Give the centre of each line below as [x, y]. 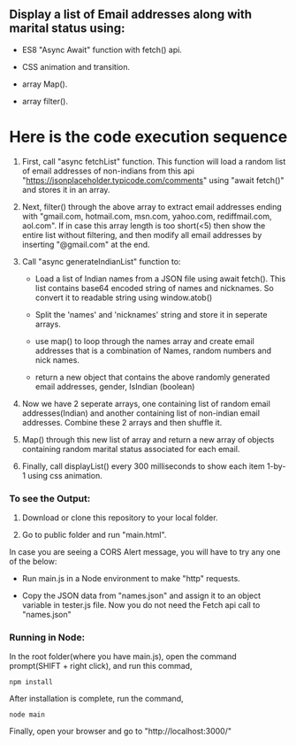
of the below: [33, 562]
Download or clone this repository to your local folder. [120, 518]
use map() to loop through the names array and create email [144, 341]
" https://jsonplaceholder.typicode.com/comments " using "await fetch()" [153, 180]
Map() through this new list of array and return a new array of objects [148, 439]
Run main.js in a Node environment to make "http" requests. [131, 579]
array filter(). [45, 101]
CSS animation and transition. [76, 66]
